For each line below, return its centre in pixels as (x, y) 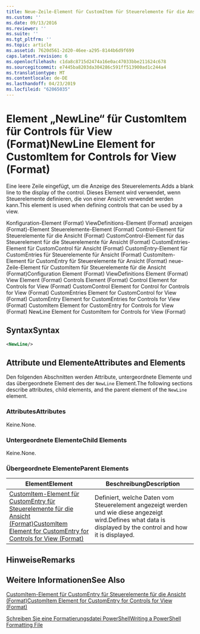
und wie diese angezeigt (129, 512)
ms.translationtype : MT (36, 73)
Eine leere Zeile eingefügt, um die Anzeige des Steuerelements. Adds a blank (100, 186)
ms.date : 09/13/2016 (32, 23)
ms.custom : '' (24, 17)
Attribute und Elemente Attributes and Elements (96, 362)
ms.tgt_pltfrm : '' (29, 39)
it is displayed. (115, 535)
